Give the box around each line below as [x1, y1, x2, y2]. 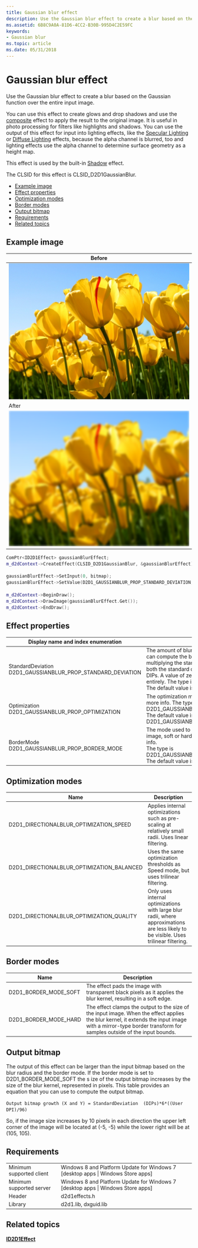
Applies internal [147, 802, 186, 809]
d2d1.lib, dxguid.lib [61, 1201, 108, 1208]
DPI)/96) [6, 1107, 28, 1113]
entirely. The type [146, 678, 189, 685]
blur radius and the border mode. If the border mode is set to [6, 1069, 154, 1076]
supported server [8, 1184, 51, 1191]
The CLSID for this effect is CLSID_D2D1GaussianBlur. [6, 171, 137, 178]
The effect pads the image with [86, 983, 162, 990]
